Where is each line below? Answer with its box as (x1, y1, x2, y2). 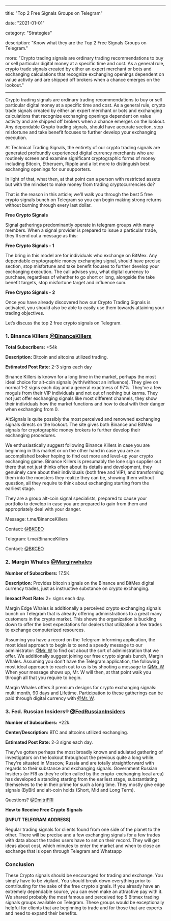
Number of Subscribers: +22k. (5, 719, 71, 725)
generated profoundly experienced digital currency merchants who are (5, 150, 154, 156)
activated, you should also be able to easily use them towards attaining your (5, 305, 164, 311)
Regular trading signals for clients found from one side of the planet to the (5, 826, 160, 832)
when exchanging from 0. (5, 406, 59, 413)
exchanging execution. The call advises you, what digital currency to (5, 268, 149, 275)
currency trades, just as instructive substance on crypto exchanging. (5, 585, 150, 591)
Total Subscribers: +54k (5, 344, 58, 350)
